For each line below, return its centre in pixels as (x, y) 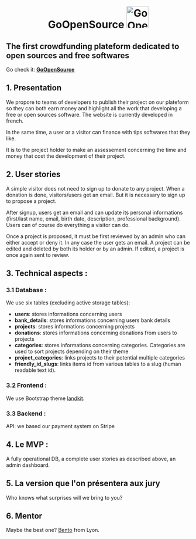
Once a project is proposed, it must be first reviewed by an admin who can (96, 236)
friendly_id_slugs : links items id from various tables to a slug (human (98, 364)
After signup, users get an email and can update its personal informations (94, 212)
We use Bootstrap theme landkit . (45, 398)
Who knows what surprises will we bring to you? (64, 497)
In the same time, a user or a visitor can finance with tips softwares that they (98, 132)
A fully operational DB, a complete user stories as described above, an (91, 459)
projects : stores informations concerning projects (75, 327)
